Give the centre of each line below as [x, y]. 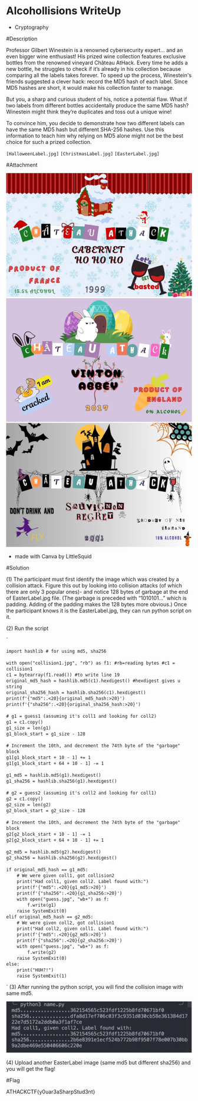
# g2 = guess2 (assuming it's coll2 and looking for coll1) [82, 793]
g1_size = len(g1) [29, 728]
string [14, 687]
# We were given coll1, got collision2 [66, 875]
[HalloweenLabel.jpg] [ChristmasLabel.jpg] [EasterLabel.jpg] [83, 154]
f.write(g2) [42, 952]
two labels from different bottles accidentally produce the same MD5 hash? [98, 105]
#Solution [18, 567]
